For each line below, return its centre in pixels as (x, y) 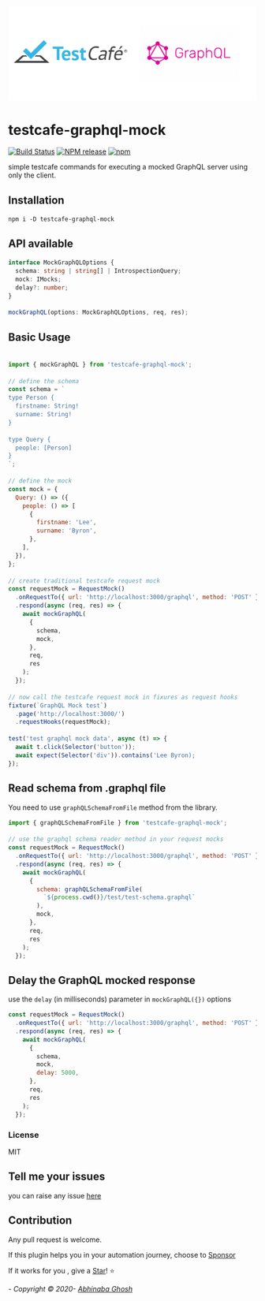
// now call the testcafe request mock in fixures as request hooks (123, 697)
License (24, 1135)
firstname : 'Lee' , (67, 523)
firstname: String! (47, 406)
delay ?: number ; (42, 287)
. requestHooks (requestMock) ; (63, 722)
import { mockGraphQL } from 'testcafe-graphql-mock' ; (100, 364)
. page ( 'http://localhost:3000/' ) (70, 714)
